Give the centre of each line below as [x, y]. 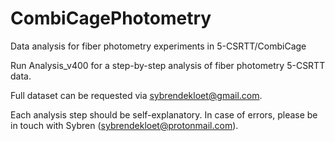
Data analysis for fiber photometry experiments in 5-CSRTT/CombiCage [158, 46]
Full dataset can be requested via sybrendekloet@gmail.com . [136, 95]
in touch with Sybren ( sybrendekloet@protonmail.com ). [124, 125]
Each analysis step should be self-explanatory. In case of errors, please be [164, 114]
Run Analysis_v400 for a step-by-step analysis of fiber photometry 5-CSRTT [168, 65]
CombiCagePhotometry [111, 18]
